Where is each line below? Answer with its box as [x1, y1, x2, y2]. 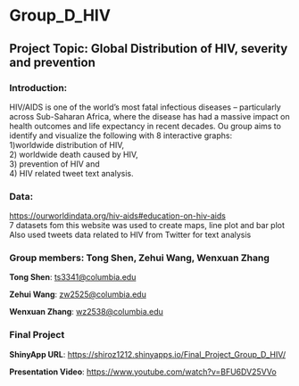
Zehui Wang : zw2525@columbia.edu [9, 289, 147, 300]
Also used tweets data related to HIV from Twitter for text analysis [9, 229, 252, 241]
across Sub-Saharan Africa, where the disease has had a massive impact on [9, 111, 290, 121]
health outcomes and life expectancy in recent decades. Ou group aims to [9, 120, 281, 131]
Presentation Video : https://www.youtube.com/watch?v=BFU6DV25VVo [9, 366, 277, 377]
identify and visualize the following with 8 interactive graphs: [9, 130, 233, 141]
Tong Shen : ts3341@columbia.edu [9, 272, 137, 283]
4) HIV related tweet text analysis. [9, 168, 134, 178]
